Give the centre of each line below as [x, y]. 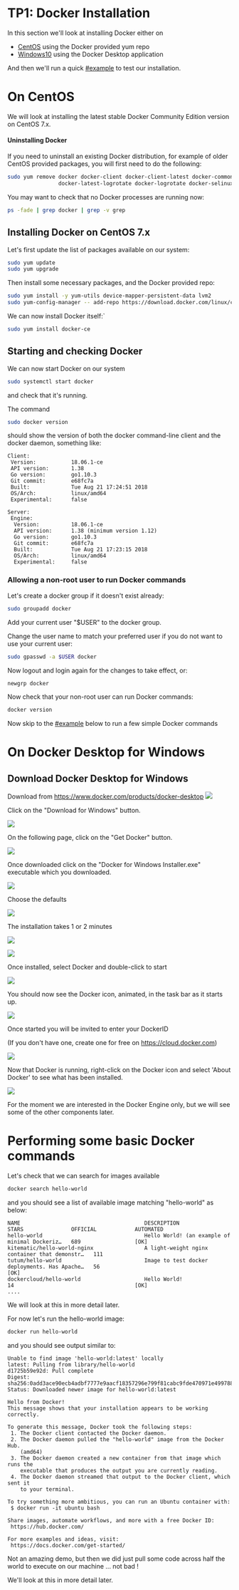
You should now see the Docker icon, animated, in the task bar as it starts [115, 994]
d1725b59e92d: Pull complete [51, 1371]
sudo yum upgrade [33, 269]
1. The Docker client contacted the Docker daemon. [89, 1433]
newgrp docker [28, 683]
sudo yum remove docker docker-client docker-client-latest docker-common [121, 177]
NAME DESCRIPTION [94, 1223]
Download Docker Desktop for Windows [98, 778]
